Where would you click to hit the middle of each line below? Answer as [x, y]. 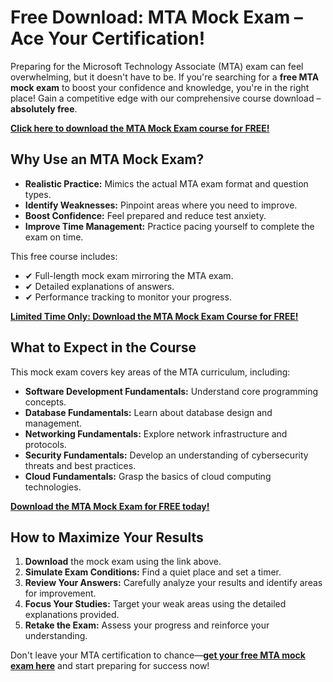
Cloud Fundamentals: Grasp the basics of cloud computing [148, 476]
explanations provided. [72, 615]
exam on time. [54, 237]
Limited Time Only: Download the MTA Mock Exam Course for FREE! [154, 316]
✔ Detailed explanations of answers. [99, 286]
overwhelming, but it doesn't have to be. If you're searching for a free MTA [165, 77]
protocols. [45, 444]
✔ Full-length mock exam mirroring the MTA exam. [129, 275]
